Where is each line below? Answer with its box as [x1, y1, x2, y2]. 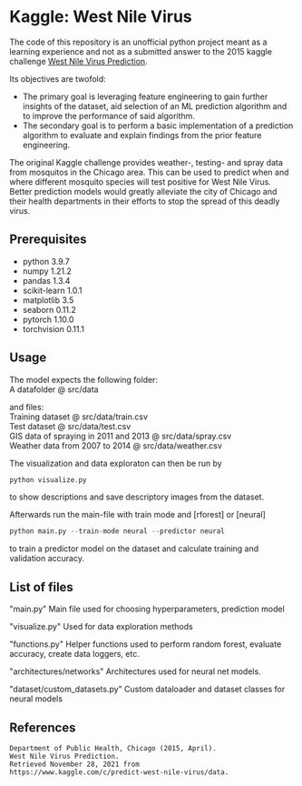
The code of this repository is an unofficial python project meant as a [9, 36, 268, 47]
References [9, 720, 76, 735]
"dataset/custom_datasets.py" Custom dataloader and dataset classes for [9, 684, 286, 695]
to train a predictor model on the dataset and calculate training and [9, 543, 259, 554]
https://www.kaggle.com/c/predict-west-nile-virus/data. [9, 767, 229, 777]
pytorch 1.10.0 [22, 314, 74, 325]
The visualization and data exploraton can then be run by [9, 458, 222, 469]
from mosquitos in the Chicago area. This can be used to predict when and [9, 166, 289, 177]
